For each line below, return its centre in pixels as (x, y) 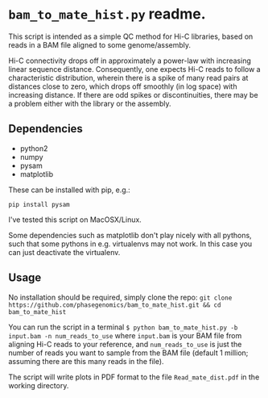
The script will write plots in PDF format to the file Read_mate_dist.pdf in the (134, 377)
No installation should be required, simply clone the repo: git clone (120, 297)
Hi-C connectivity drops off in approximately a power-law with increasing (130, 61)
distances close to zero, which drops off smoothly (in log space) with (123, 86)
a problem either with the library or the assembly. (90, 103)
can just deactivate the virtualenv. (64, 252)
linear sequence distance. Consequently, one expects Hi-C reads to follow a (134, 69)
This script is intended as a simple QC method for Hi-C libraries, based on (131, 36)
